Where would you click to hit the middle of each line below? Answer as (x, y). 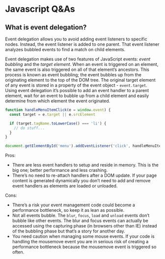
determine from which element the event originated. (58, 101)
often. (18, 252)
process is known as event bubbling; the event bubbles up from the (73, 75)
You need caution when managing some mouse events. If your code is (83, 236)
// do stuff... (29, 128)
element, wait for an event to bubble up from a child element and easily (77, 96)
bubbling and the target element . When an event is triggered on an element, (82, 64)
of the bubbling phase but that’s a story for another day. (69, 231)
